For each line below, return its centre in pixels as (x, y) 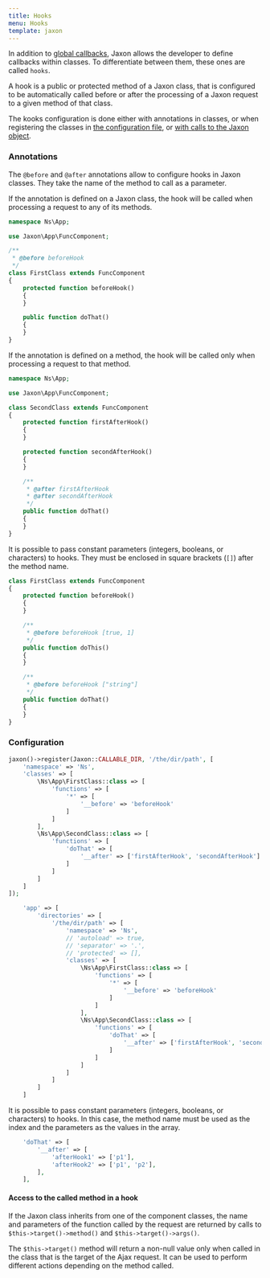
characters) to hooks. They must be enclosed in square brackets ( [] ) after (131, 557)
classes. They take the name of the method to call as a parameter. (118, 182)
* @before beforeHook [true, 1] (80, 633)
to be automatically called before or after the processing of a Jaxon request (133, 95)
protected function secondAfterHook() (88, 452)
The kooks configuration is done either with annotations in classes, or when (134, 119)
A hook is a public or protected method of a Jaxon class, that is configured (132, 86)
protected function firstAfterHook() (86, 423)
